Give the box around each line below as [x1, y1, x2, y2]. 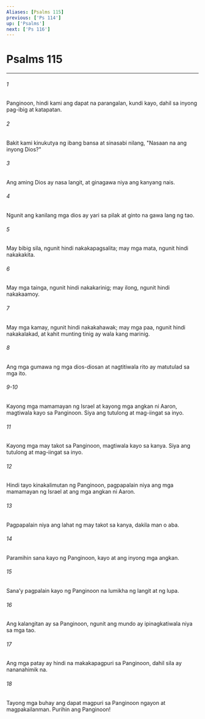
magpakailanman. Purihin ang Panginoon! [6, 706, 111, 713]
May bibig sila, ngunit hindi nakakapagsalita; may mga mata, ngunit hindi [6, 244, 189, 252]
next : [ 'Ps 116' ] [6, 26, 51, 32]
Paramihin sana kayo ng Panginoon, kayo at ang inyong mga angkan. [6, 554, 179, 561]
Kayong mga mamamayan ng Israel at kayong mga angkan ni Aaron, [6, 402, 178, 410]
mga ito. [6, 369, 27, 377]
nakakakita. [6, 251, 35, 258]
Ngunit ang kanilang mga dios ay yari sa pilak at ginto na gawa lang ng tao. [6, 212, 195, 219]
